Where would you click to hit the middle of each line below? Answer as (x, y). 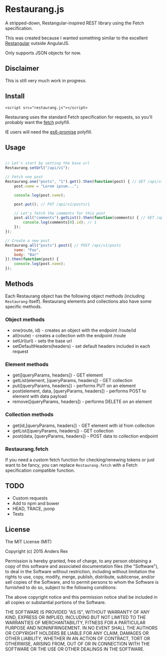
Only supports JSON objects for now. (43, 53)
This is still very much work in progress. (46, 80)
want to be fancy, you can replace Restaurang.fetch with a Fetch (71, 465)
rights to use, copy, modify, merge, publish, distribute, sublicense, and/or (80, 577)
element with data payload (40, 396)
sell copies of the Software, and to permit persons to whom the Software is (82, 582)
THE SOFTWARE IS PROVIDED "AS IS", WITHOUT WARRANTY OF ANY (78, 612)
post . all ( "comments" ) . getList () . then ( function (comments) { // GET (84, 218)
